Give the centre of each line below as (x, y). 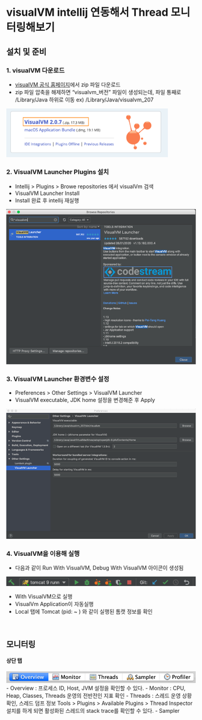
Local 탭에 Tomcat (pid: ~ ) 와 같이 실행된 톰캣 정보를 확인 (84, 612)
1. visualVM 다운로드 (35, 70)
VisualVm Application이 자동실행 (54, 604)
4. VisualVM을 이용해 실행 (43, 553)
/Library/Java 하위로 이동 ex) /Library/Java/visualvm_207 (84, 100)
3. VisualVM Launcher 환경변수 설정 (58, 379)
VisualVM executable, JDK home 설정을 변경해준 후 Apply (85, 400)
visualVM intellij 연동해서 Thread (87, 12)
